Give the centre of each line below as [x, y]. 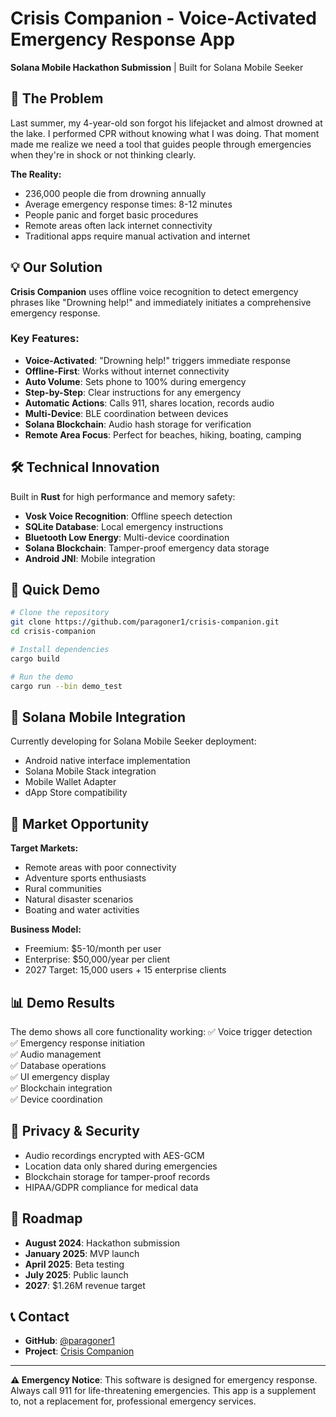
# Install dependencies [60, 650]
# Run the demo [42, 677]
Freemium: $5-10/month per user [93, 949]
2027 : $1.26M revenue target [85, 1285]
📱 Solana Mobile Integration [98, 717]
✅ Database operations [58, 1066]
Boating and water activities [82, 910]
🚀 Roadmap [46, 1218]
